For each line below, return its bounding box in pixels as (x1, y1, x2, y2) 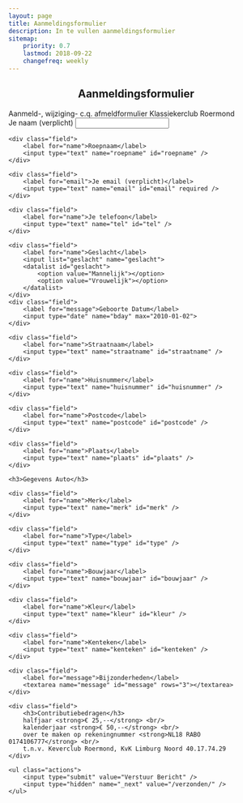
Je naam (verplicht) (8, 117, 74, 127)
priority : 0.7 (23, 42, 70, 50)
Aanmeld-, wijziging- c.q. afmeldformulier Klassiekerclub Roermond (8, 109, 235, 118)
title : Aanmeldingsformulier (8, 19, 107, 28)
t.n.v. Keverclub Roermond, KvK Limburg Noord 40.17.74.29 (23, 745, 227, 753)
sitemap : (8, 34, 38, 43)
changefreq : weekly (23, 58, 89, 66)
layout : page (8, 11, 53, 20)
